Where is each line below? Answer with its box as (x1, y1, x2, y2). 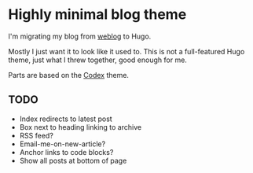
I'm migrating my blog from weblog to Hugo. (8, 31, 152, 41)
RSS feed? (19, 131, 53, 140)
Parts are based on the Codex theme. (8, 70, 130, 79)
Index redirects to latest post (19, 114, 112, 123)
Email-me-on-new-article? (19, 139, 106, 149)
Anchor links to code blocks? (19, 147, 114, 156)
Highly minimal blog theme (8, 6, 187, 24)
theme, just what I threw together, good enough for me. (8, 55, 187, 64)
